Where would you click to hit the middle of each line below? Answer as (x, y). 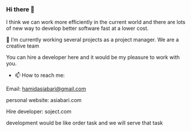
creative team (23, 46)
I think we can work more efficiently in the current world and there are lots (96, 22)
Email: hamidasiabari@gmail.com (46, 89)
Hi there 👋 (21, 9)
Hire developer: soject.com (39, 111)
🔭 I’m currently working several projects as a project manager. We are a (93, 40)
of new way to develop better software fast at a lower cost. (77, 28)
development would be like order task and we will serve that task (85, 123)
